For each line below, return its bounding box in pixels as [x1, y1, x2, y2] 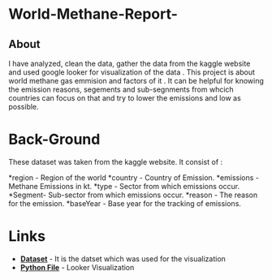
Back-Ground [8, 131, 101, 149]
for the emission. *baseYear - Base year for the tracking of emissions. [8, 198, 242, 208]
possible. [8, 102, 39, 111]
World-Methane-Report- [8, 5, 179, 24]
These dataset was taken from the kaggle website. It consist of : [8, 157, 223, 166]
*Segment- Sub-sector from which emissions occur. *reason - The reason [8, 190, 258, 200]
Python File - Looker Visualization [19, 262, 135, 272]
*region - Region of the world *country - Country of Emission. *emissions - [8, 172, 260, 183]
